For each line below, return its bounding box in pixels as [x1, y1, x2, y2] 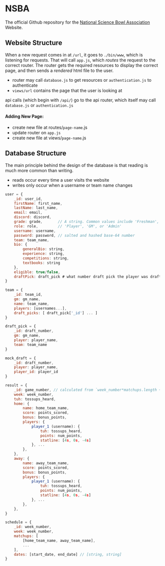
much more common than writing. [5, 167, 74, 173]
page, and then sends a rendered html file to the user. [5, 67, 114, 73]
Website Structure [5, 39, 62, 47]
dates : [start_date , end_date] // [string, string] [14, 552, 122, 557]
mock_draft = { [5, 355, 36, 361]
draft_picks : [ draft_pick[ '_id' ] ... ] [14, 311, 98, 315]
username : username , [14, 228, 56, 233]
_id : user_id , [14, 196, 43, 201]
